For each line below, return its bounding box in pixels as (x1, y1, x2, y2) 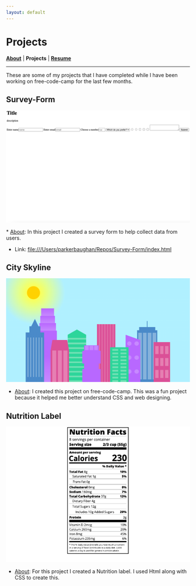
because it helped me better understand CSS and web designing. (14, 394, 172, 401)
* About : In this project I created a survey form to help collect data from (6, 228, 178, 235)
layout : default (6, 9, 45, 15)
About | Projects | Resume (6, 54, 72, 61)
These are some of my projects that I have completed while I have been (6, 71, 178, 78)
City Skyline (6, 262, 51, 272)
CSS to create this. (14, 574, 60, 581)
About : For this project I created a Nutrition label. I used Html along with (14, 567, 187, 575)
